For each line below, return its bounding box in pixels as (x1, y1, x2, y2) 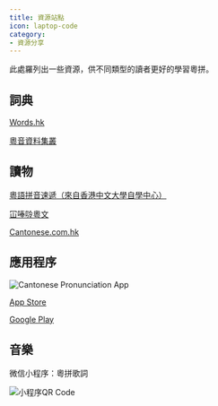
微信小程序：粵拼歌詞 (9, 367, 88, 378)
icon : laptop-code (9, 22, 78, 30)
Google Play (9, 314, 55, 324)
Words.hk (9, 117, 45, 128)
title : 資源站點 (9, 13, 65, 22)
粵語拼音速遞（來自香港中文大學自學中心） (9, 189, 167, 200)
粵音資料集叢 (9, 135, 57, 146)
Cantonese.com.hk (9, 226, 79, 238)
